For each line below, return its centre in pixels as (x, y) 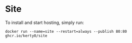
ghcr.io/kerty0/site (26, 36)
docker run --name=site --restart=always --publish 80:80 (66, 31)
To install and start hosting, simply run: (44, 22)
